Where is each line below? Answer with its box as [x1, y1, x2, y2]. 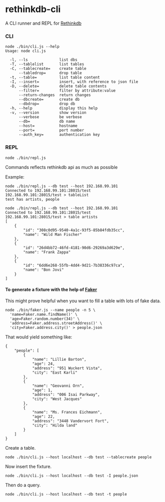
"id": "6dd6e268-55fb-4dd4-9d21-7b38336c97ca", [23, 263, 125, 268]
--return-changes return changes [18, 93, 92, 98]
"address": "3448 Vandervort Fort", [32, 419, 109, 424]
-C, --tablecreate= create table [10, 66, 87, 71]
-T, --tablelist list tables [10, 62, 85, 67]
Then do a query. [5, 482, 41, 488]
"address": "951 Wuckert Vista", [32, 366, 102, 371]
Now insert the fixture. [5, 463, 52, 469]
